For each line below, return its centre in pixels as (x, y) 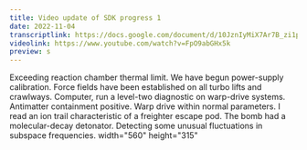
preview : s (30, 52)
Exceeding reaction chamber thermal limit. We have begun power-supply (147, 77)
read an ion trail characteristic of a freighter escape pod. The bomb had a (148, 116)
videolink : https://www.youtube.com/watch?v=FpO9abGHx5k (120, 43)
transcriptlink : (40, 35)
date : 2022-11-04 (42, 26)
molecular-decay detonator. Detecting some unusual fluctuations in (136, 126)
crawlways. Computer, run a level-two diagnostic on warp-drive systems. (148, 97)
